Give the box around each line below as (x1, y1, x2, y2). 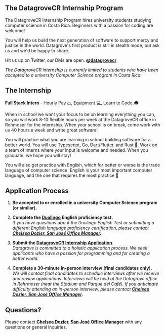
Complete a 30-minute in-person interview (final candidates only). (12, 265, 152, 271)
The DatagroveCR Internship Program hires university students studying (5, 17, 152, 23)
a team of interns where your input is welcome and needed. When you (5, 147, 148, 153)
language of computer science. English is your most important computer (5, 167, 153, 173)
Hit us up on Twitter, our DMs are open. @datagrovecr (5, 57, 117, 63)
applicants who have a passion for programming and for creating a (12, 251, 150, 256)
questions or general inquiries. (5, 324, 67, 330)
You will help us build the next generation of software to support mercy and (5, 37, 159, 43)
